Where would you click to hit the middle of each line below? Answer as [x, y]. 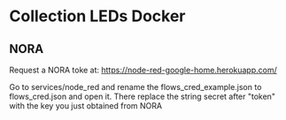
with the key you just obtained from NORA [85, 106]
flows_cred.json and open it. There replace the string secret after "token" [143, 96]
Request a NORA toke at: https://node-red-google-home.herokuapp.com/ [143, 70]
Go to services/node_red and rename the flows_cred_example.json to [135, 87]
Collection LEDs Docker [97, 16]
